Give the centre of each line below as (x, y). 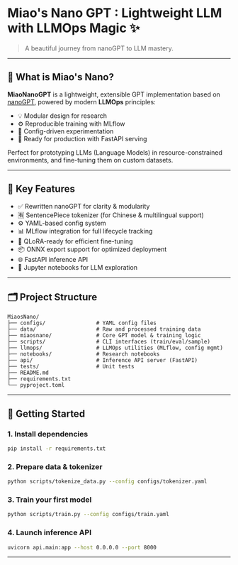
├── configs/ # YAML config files (82, 323)
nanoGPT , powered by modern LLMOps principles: (81, 102)
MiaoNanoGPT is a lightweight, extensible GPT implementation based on (114, 94)
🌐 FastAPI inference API (53, 259)
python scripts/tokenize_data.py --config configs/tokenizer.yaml (107, 482)
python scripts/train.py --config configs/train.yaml (89, 515)
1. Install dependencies (48, 434)
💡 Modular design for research (62, 116)
